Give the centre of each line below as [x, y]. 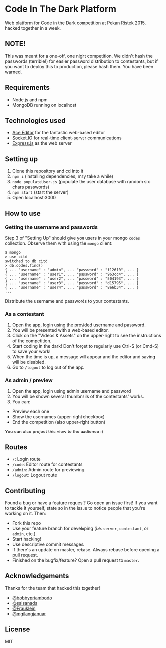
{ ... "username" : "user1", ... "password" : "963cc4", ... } [72, 274]
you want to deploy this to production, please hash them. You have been [79, 66]
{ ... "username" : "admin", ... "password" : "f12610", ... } [72, 270]
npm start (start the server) [40, 192]
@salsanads [25, 603]
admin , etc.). [25, 534]
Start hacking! [27, 539]
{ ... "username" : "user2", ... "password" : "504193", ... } [72, 279]
